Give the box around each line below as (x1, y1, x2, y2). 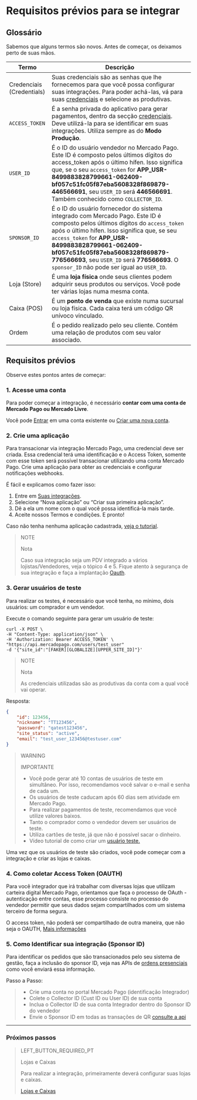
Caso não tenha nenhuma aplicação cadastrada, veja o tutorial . (6, 522, 159, 529)
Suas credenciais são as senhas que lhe (52, 73, 162, 81)
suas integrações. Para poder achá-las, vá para (52, 88, 183, 96)
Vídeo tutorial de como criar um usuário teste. (29, 837, 140, 844)
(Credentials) (9, 88, 46, 96)
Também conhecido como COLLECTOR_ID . (52, 195, 163, 203)
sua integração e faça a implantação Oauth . (20, 569, 126, 576)
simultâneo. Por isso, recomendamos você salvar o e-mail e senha (29, 781, 191, 788)
